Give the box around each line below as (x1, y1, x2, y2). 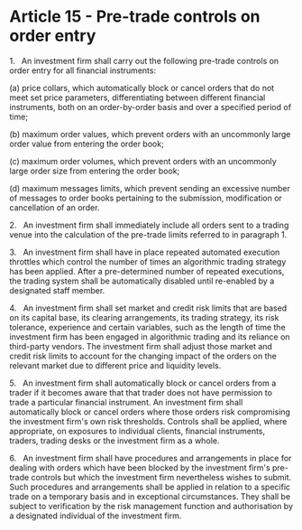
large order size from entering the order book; (9, 165, 180, 176)
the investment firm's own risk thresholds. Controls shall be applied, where (9, 415, 288, 426)
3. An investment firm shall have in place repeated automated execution (9, 246, 280, 257)
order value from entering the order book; (9, 138, 164, 149)
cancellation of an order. (9, 201, 100, 213)
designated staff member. (9, 284, 105, 295)
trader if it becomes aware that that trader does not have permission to (9, 386, 273, 398)
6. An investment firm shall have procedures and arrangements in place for (9, 452, 292, 463)
